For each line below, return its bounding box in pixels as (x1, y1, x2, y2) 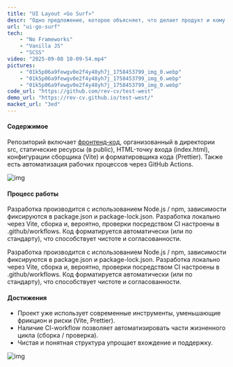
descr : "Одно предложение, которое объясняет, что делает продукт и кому (7, 17, 226, 24)
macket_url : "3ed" (7, 101, 61, 108)
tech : (7, 29, 23, 37)
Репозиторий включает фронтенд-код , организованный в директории (7, 138, 216, 146)
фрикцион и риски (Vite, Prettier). (17, 316, 115, 325)
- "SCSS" (19, 49, 45, 56)
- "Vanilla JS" (19, 42, 64, 49)
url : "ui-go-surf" (7, 23, 61, 30)
